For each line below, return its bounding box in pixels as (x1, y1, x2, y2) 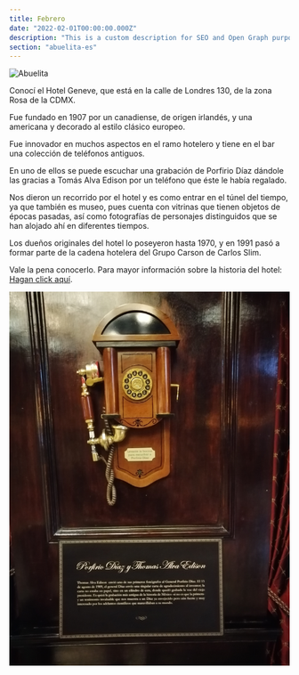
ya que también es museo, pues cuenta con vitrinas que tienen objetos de (9, 201, 280, 213)
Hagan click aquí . (9, 274, 73, 285)
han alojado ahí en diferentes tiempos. (9, 221, 149, 232)
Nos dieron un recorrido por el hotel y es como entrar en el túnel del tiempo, (9, 192, 289, 203)
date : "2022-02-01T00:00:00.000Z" (9, 23, 138, 33)
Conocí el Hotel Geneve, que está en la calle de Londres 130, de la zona (9, 85, 272, 96)
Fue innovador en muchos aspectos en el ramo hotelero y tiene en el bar (9, 139, 275, 150)
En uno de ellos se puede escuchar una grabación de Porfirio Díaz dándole (9, 166, 285, 176)
